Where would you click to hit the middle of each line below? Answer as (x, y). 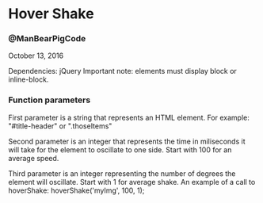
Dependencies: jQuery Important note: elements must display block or (123, 71)
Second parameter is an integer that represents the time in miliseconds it (127, 141)
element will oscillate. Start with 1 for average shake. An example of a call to (132, 182)
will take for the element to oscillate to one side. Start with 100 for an (120, 149)
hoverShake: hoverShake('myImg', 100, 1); (76, 190)
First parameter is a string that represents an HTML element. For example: (129, 117)
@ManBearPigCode (47, 39)
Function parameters (50, 100)
